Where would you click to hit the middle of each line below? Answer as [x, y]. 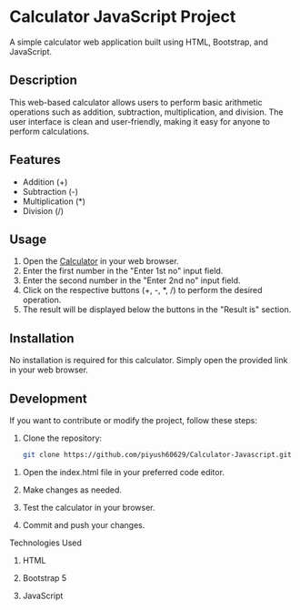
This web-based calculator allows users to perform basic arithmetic [136, 102]
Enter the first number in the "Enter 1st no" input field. [123, 271]
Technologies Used [45, 543]
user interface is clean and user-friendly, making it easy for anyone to [140, 121]
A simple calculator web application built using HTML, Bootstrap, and [139, 42]
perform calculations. [50, 131]
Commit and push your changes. [84, 524]
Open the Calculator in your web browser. [100, 261]
